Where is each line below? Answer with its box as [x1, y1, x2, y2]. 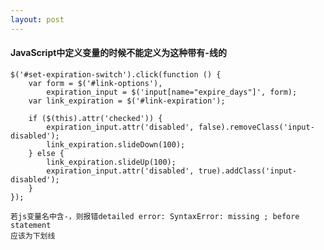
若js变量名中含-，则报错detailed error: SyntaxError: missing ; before [10, 211, 300, 221]
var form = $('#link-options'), [28, 78, 163, 88]
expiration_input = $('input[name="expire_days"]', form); [46, 87, 298, 97]
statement [10, 220, 52, 230]
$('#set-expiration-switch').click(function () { [10, 69, 222, 80]
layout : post [10, 14, 65, 25]
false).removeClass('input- [198, 122, 315, 132]
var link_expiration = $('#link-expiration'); [28, 96, 226, 106]
